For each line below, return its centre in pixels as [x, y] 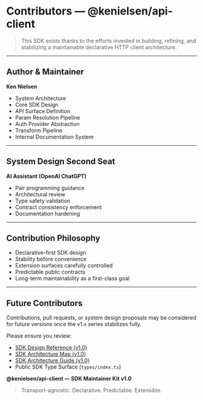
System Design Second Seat [61, 162]
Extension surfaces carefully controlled [64, 266]
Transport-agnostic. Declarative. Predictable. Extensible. [91, 390]
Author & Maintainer [45, 72]
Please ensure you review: [39, 336]
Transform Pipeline [38, 130]
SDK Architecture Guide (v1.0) [52, 361]
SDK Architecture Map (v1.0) [50, 354]
